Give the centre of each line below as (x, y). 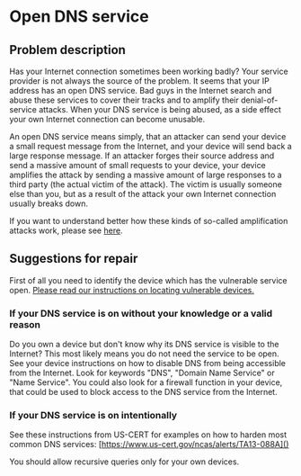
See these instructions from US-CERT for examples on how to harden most (148, 435)
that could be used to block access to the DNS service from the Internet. (143, 392)
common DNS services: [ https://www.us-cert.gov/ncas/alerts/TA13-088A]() (149, 445)
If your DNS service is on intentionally (93, 416)
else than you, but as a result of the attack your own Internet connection (143, 194)
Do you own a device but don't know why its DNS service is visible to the (144, 345)
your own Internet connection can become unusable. (107, 119)
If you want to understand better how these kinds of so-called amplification (149, 221)
